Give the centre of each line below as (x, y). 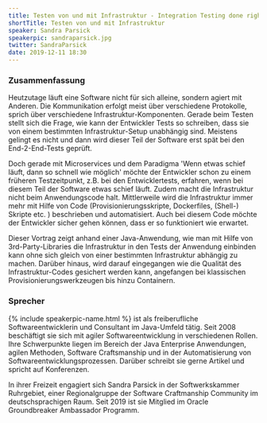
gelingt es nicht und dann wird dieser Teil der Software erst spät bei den (126, 140)
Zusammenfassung (47, 80)
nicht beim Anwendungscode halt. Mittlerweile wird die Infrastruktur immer (131, 198)
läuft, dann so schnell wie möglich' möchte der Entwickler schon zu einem (130, 173)
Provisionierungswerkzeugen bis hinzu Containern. (92, 281)
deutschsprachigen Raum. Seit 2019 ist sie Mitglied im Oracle (108, 402)
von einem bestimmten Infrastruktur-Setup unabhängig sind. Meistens (123, 131)
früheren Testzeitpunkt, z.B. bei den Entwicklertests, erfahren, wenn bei (126, 180)
